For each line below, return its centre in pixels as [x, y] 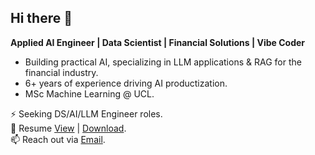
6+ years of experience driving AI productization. [126, 83]
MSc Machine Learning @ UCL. [89, 93]
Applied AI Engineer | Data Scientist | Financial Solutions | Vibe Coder [158, 42]
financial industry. [61, 72]
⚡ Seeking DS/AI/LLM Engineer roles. [86, 113]
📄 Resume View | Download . [68, 128]
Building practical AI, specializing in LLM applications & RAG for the [163, 62]
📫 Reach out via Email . [58, 139]
